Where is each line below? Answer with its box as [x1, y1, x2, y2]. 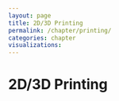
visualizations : [8, 41, 62, 49]
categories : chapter [8, 33, 77, 42]
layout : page [8, 11, 52, 20]
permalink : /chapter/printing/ [8, 26, 112, 34]
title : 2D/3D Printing [8, 19, 83, 27]
